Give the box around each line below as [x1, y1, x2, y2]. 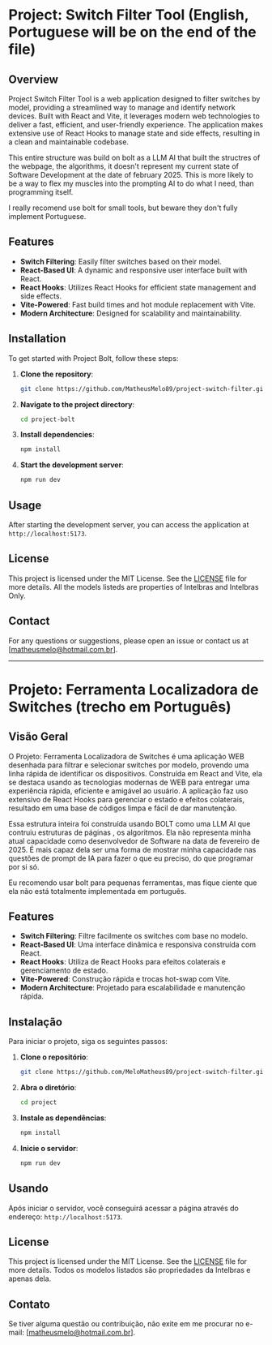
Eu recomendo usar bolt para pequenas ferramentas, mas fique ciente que [8, 878, 257, 887]
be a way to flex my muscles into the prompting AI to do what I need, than [8, 178, 254, 188]
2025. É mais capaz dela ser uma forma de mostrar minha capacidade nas [8, 844, 257, 854]
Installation [8, 332, 66, 346]
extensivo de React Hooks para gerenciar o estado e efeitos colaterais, [8, 794, 245, 804]
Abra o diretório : [19, 1083, 77, 1093]
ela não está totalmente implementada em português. [8, 886, 187, 896]
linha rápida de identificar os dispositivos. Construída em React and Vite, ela [8, 768, 263, 778]
